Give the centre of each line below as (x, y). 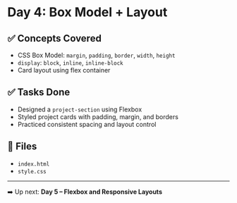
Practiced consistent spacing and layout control (87, 124)
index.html (34, 164)
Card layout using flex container (64, 70)
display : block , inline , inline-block (70, 63)
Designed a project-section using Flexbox (80, 109)
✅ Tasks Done (39, 92)
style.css (32, 171)
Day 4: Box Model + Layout (87, 12)
